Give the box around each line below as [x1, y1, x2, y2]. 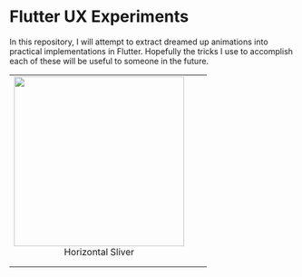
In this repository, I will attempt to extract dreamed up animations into [9, 36, 269, 47]
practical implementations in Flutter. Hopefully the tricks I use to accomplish [9, 45, 293, 56]
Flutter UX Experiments [9, 6, 189, 27]
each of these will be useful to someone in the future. [9, 55, 209, 66]
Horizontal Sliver [63, 245, 134, 258]
